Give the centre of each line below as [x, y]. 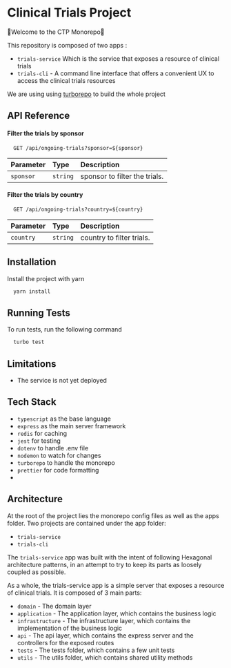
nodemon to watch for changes [59, 455]
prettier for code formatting [58, 470]
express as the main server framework [71, 426]
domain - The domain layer [54, 606]
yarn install [32, 292]
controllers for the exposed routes [66, 642]
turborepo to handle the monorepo [66, 462]
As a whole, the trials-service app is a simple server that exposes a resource [116, 585]
